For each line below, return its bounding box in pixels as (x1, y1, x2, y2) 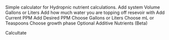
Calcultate (5, 30, 27, 35)
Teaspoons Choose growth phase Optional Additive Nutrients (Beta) (5, 20, 148, 26)
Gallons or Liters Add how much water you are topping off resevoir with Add (5, 9, 165, 15)
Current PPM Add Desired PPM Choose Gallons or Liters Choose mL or (5, 15, 154, 20)
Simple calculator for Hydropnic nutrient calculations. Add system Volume (5, 4, 160, 10)
